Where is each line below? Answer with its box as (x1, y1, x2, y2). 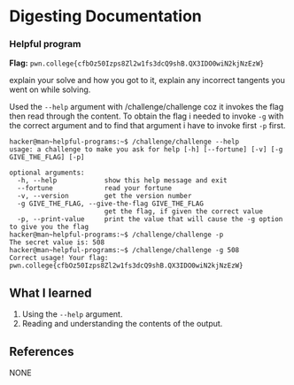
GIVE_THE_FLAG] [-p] (9, 153, 86, 162)
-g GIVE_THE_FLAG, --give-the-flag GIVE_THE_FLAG (17, 199, 204, 209)
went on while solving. (9, 84, 91, 95)
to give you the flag (9, 223, 89, 232)
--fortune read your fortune (17, 184, 173, 193)
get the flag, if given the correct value (104, 207, 264, 216)
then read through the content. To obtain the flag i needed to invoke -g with (9, 111, 284, 121)
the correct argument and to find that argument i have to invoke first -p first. (9, 120, 286, 131)
